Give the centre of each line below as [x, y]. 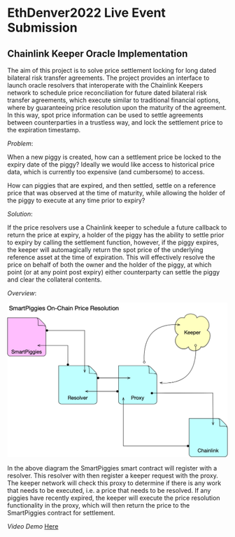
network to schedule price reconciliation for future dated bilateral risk [107, 93]
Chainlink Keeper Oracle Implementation [98, 54]
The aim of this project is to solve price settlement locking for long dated [112, 70]
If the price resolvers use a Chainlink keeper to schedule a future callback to [117, 228]
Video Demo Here [33, 526]
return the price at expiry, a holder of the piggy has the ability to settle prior [116, 235]
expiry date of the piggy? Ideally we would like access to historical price [111, 165]
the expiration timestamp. [44, 130]
